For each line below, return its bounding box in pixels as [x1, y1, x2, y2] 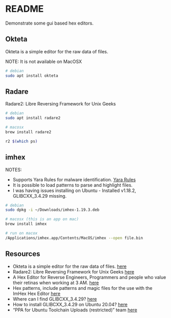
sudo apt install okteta [5, 73, 58, 78]
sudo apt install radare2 [5, 116, 60, 121]
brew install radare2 [5, 129, 52, 135]
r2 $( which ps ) [5, 139, 38, 144]
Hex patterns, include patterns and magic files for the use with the [12, 285, 153, 291]
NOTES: [5, 166, 22, 173]
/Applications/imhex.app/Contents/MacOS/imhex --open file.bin [5, 235, 143, 241]
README [5, 3, 44, 15]
